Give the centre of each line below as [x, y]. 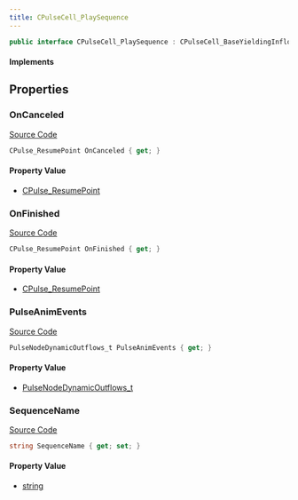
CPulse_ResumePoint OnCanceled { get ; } [85, 151]
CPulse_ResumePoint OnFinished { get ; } [85, 250]
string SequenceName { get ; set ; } [75, 446]
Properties [39, 90]
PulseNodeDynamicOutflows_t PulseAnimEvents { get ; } [111, 347]
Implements [32, 62]
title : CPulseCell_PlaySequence [69, 17]
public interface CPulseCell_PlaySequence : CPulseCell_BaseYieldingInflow [152, 42]
